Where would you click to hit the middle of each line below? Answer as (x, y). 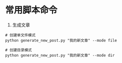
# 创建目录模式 (19, 50)
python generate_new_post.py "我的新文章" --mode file (61, 40)
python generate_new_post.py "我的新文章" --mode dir (60, 55)
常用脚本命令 (31, 10)
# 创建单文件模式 (20, 35)
